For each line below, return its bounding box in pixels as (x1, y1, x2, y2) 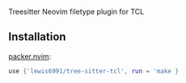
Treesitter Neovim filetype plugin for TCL (8, 7, 145, 16)
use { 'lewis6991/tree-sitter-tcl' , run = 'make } (8, 67, 180, 75)
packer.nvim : (8, 52, 52, 61)
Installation (8, 30, 66, 44)
